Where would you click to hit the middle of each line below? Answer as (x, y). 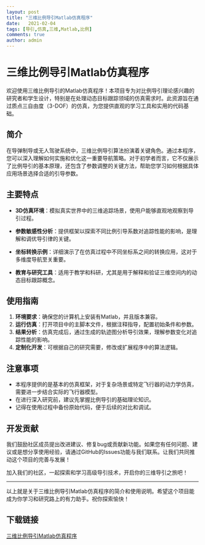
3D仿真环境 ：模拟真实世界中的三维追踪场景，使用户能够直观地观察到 (102, 210)
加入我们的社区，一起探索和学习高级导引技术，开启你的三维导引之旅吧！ (97, 472)
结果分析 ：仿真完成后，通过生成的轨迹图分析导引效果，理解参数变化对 (103, 332)
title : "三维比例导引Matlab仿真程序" (50, 18)
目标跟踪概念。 (39, 280)
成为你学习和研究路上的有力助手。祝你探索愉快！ (68, 499)
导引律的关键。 (55, 238)
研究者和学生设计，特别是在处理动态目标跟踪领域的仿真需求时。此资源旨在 (100, 98)
